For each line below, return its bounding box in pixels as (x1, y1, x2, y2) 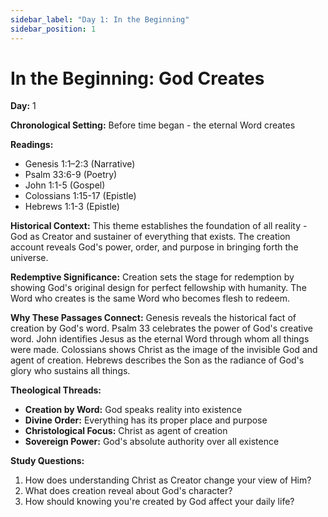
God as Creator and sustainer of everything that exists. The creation (10, 231, 291, 243)
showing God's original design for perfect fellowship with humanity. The (10, 282, 307, 294)
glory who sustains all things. (10, 365, 131, 377)
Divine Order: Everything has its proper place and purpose (24, 414, 268, 426)
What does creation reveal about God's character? (24, 485, 233, 497)
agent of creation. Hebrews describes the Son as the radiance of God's (10, 354, 305, 366)
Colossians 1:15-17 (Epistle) (24, 190, 137, 202)
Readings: (10, 139, 54, 151)
